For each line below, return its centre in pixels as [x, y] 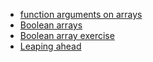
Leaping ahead [50, 46]
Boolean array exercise [67, 35]
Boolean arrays [51, 25]
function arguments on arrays [81, 14]
